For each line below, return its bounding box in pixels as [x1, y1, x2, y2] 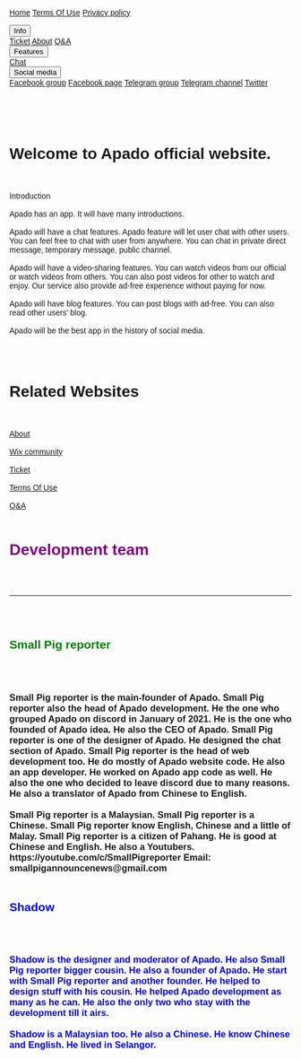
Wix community [9, 446, 63, 457]
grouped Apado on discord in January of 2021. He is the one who [9, 713, 292, 724]
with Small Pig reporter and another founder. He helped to [9, 976, 262, 986]
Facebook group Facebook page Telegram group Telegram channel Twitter [9, 78, 269, 88]
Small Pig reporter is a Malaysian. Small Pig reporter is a [9, 809, 255, 820]
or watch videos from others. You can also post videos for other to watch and [9, 271, 275, 282]
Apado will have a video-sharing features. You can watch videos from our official [9, 262, 287, 273]
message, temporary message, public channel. [9, 244, 172, 255]
